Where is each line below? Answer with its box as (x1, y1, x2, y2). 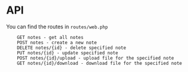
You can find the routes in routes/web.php (6, 23, 108, 30)
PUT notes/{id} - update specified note (17, 50, 118, 56)
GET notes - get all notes (17, 34, 84, 40)
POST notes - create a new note (17, 40, 97, 45)
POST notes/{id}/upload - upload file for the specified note (17, 55, 174, 61)
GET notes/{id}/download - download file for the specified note (17, 60, 183, 66)
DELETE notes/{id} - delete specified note (17, 45, 127, 51)
